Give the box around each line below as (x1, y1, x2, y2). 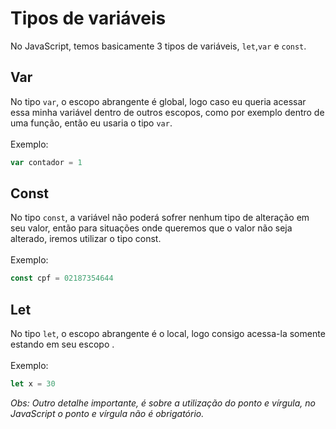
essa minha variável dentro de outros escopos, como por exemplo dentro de (10, 106, 325, 118)
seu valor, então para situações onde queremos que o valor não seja (10, 222, 293, 234)
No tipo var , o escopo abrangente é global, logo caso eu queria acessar (10, 95, 307, 107)
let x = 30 (10, 379, 56, 389)
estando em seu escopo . (10, 338, 115, 351)
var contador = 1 (10, 157, 83, 167)
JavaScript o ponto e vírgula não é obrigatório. (10, 408, 205, 419)
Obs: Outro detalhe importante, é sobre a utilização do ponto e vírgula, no (10, 397, 316, 409)
